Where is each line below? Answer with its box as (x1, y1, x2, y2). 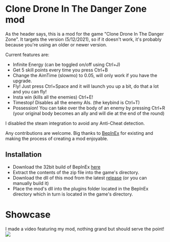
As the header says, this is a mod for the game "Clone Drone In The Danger (5, 31, 164, 37)
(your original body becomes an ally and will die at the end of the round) (12, 110, 165, 116)
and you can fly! (12, 88, 47, 94)
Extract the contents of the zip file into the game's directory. (12, 169, 139, 175)
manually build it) (12, 180, 50, 186)
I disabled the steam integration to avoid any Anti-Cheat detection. (5, 120, 145, 126)
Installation (5, 150, 42, 159)
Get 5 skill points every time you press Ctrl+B (12, 67, 108, 73)
